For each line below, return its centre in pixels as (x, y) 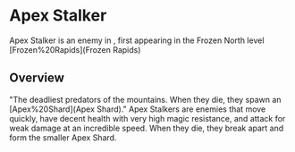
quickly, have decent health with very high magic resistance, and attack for (147, 118)
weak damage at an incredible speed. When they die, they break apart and (147, 128)
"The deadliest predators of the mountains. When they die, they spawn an (145, 99)
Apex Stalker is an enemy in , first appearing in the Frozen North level (137, 40)
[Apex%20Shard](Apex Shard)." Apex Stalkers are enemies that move (138, 109)
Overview (37, 78)
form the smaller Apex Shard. (63, 137)
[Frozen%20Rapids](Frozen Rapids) (75, 49)
